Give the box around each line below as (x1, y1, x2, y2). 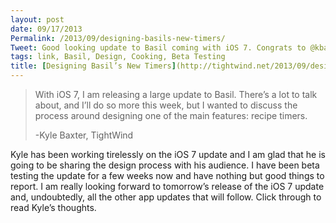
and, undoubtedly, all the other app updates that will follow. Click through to (10, 191, 322, 203)
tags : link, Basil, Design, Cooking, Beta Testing (10, 52, 226, 62)
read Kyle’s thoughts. (10, 202, 97, 213)
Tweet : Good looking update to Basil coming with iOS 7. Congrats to (10, 42, 307, 53)
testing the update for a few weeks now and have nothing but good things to (10, 170, 325, 181)
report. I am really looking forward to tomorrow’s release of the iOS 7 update (10, 181, 325, 192)
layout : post (10, 14, 65, 25)
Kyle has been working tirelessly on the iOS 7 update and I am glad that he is (10, 149, 326, 160)
